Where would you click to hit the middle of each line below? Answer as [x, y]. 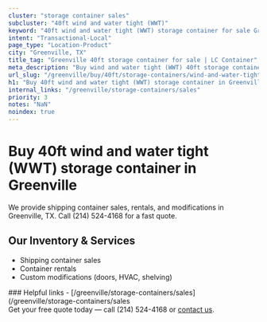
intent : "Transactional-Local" [60, 38]
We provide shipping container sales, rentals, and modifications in [116, 207]
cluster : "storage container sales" [69, 16]
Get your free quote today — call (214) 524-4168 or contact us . [111, 309]
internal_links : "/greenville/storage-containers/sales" [104, 90]
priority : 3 [28, 97]
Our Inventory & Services [72, 241]
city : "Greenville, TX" [48, 53]
